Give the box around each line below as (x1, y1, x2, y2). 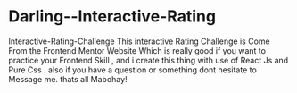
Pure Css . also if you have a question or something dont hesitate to (8, 64, 258, 75)
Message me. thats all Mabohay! (8, 73, 128, 84)
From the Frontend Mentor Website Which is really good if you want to (8, 45, 267, 55)
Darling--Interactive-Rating (8, 6, 216, 27)
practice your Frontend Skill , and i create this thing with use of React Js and (8, 55, 289, 65)
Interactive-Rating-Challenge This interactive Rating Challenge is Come (8, 36, 270, 46)
